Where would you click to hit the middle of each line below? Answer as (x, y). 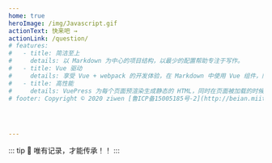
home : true (27, 16)
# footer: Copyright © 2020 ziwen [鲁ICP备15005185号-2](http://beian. (130, 98)
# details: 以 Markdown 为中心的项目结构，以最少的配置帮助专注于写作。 (126, 61)
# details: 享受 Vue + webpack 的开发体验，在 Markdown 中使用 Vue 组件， (135, 76)
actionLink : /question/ (49, 38)
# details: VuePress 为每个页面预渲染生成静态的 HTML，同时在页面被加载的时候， (139, 91)
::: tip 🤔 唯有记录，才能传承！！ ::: (64, 151)
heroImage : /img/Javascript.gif (63, 23)
